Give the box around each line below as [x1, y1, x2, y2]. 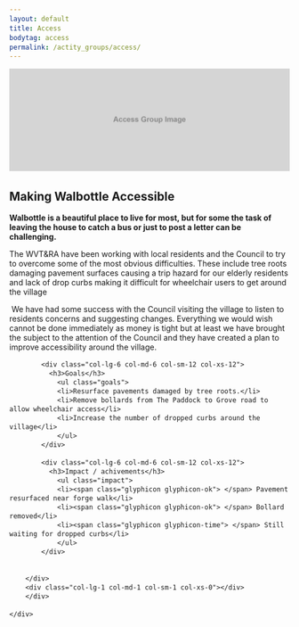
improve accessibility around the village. [9, 342, 158, 352]
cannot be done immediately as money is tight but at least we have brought [9, 323, 285, 334]
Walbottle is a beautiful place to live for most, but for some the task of [9, 212, 272, 223]
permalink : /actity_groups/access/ [9, 43, 141, 52]
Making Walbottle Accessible [9, 188, 175, 204]
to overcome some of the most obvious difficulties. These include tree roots [9, 259, 287, 269]
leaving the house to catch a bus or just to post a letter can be [9, 222, 242, 233]
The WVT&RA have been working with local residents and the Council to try [9, 249, 287, 260]
